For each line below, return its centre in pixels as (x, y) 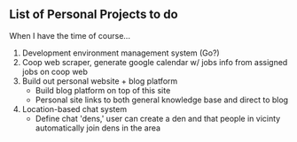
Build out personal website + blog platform (100, 81)
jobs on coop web (55, 71)
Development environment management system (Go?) (121, 53)
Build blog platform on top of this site (103, 90)
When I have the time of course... (70, 35)
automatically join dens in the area (98, 128)
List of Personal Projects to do (94, 15)
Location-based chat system (74, 108)
